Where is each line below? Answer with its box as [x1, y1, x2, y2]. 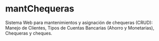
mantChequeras [5, 3, 74, 14]
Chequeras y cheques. [5, 30, 52, 36]
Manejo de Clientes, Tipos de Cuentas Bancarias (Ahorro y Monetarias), [5, 24, 154, 30]
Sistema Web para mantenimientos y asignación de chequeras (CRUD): [5, 19, 153, 25]
